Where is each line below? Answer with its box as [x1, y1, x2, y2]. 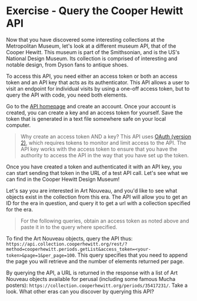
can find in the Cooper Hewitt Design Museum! [6, 176, 120, 183]
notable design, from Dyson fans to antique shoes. [6, 61, 129, 68]
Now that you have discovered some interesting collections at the [6, 36, 165, 43]
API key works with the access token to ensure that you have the [20, 145, 178, 153]
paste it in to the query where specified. [20, 223, 118, 230]
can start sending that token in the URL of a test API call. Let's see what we [6, 169, 188, 176]
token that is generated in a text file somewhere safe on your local [6, 115, 166, 122]
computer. [6, 121, 31, 128]
